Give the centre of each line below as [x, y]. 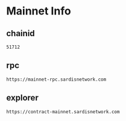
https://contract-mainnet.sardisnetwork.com [63, 112]
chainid [20, 33]
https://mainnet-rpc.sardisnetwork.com [56, 79]
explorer [23, 98]
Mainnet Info [39, 11]
